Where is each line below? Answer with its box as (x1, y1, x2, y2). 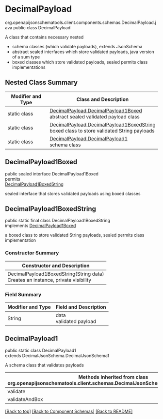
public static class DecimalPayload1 (5, 347, 76, 353)
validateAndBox (7, 396, 44, 402)
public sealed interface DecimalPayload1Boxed (5, 171, 98, 176)
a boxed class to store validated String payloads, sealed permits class (5, 232, 145, 238)
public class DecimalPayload (13, 24, 71, 30)
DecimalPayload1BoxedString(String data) (7, 270, 104, 277)
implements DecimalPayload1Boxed (5, 223, 76, 229)
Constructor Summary (5, 249, 59, 256)
